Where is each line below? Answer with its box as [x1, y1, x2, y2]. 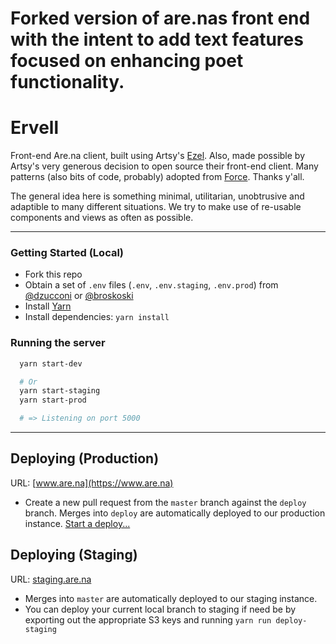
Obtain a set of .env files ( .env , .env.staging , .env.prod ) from [24, 279, 279, 291]
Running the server [10, 336, 106, 350]
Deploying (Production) [10, 450, 160, 467]
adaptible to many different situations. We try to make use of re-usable [10, 201, 302, 213]
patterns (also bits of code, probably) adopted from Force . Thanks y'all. [10, 171, 305, 183]
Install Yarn [24, 300, 72, 312]
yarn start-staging [19, 386, 101, 396]
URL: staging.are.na [10, 573, 92, 585]
